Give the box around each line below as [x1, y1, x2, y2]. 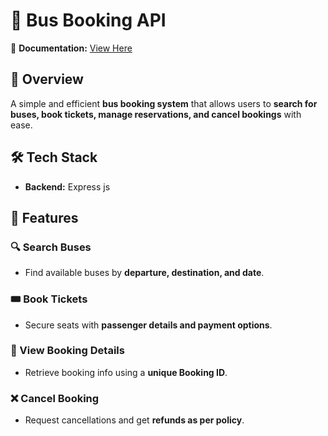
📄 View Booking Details [10, 344, 125, 358]
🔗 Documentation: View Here [10, 42, 133, 54]
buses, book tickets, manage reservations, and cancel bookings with [10, 108, 302, 120]
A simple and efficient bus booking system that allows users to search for [10, 97, 318, 109]
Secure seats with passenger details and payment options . [24, 319, 273, 331]
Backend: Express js [24, 180, 111, 193]
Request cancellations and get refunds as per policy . [24, 414, 245, 426]
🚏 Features [10, 209, 79, 226]
